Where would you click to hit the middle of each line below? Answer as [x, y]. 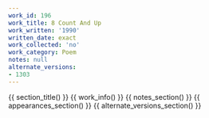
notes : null [28, 60]
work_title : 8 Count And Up [55, 23]
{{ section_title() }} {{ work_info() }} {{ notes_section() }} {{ [104, 97]
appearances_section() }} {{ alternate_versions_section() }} [105, 105]
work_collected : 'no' [44, 45]
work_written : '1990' [44, 30]
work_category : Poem [43, 52]
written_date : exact [43, 38]
